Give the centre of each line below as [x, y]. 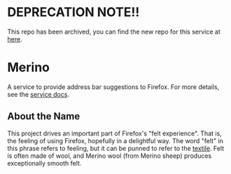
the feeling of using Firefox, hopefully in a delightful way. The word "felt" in [115, 140]
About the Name [44, 116]
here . [15, 39]
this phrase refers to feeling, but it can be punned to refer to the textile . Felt [116, 148]
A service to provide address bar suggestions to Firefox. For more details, [113, 87]
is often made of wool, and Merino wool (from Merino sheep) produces [110, 156]
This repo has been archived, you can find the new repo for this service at [114, 32]
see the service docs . [38, 94]
